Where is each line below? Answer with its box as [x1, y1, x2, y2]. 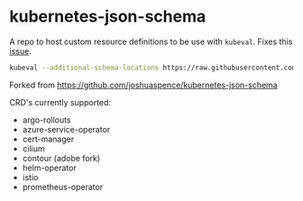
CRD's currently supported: [9, 96, 111, 107]
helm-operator [22, 162, 77, 173]
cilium [22, 142, 45, 154]
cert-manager [22, 133, 75, 144]
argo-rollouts [22, 114, 71, 125]
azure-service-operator [22, 123, 111, 134]
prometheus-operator [22, 181, 104, 192]
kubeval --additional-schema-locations [9, 63, 160, 72]
